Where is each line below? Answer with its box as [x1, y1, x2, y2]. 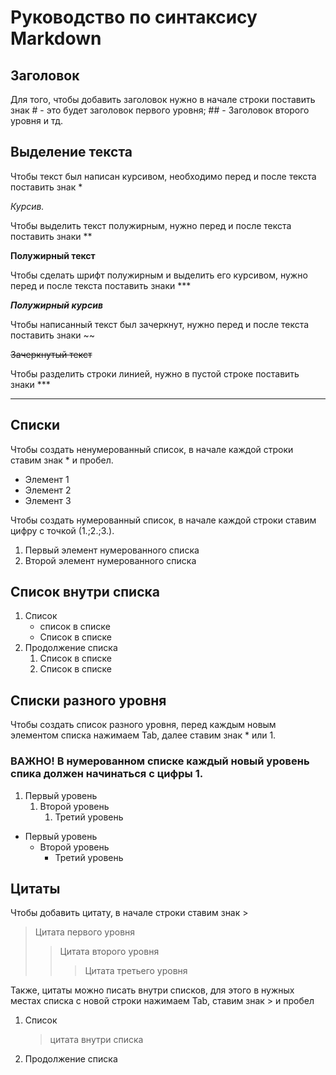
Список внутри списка [10, 584, 160, 601]
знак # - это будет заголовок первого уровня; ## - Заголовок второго [10, 104, 310, 116]
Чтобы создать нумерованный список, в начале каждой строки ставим [10, 514, 317, 526]
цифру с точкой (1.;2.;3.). [10, 524, 115, 536]
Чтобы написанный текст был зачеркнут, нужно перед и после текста [10, 318, 310, 330]
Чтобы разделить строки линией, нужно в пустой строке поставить [10, 367, 300, 380]
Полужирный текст [10, 249, 96, 261]
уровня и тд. [10, 115, 64, 126]
